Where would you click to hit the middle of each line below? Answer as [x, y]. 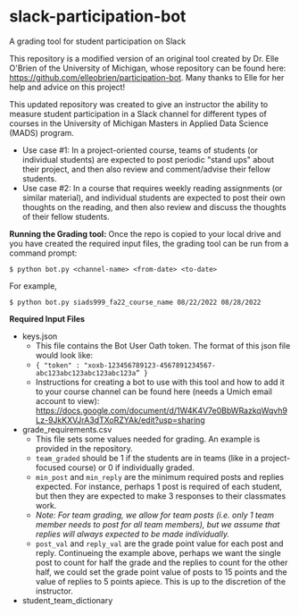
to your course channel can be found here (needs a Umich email [154, 392]
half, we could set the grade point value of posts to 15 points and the [161, 572]
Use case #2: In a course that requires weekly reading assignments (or [152, 188]
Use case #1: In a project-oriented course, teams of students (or [140, 150]
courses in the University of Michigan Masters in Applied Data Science [139, 123]
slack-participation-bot [98, 17]
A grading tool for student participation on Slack [97, 41]
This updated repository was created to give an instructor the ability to [139, 104]
